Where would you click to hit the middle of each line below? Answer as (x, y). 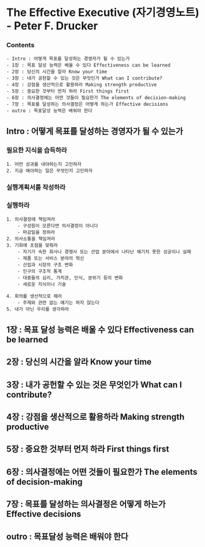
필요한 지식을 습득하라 (37, 150)
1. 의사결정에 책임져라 (31, 220)
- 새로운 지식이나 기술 (42, 285)
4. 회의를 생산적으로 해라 (34, 296)
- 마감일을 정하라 (36, 233)
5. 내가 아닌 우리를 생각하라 (38, 310)
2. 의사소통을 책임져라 (31, 239)
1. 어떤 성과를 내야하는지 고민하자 (44, 165)
